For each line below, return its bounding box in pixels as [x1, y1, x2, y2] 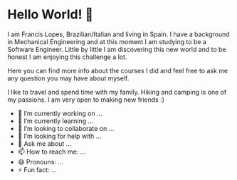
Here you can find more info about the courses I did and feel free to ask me [7, 66, 228, 75]
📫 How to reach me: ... [17, 147, 86, 156]
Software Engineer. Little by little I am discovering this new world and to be [7, 45, 226, 53]
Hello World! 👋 [7, 6, 94, 23]
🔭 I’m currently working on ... [17, 109, 102, 117]
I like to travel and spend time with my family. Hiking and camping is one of [7, 88, 227, 96]
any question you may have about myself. [7, 74, 130, 83]
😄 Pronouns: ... [17, 157, 64, 166]
